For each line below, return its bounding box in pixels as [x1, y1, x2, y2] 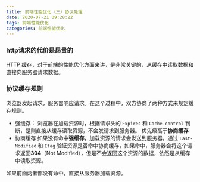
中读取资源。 [14, 156, 46, 164]
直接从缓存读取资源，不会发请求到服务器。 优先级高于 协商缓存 [35, 127, 189, 134]
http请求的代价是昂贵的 [6, 46, 73, 54]
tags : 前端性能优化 [6, 20, 49, 26]
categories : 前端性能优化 [6, 25, 65, 32]
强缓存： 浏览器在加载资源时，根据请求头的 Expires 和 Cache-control [14, 119, 184, 127]
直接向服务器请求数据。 [6, 68, 64, 75]
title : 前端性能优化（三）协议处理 [6, 8, 83, 15]
